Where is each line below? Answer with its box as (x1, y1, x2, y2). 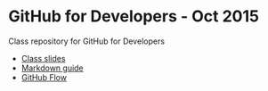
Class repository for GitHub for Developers (8, 36, 166, 46)
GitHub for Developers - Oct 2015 (8, 6, 260, 27)
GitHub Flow (20, 71, 68, 82)
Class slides (20, 53, 66, 63)
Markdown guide (20, 62, 84, 73)
